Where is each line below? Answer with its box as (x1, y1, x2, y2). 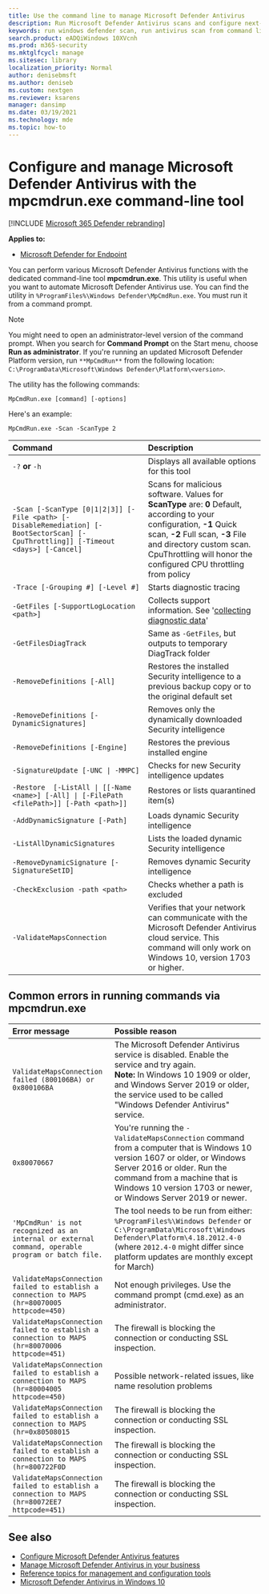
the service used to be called (114, 1089, 223, 1100)
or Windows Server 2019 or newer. (114, 1192, 247, 1203)
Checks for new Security (147, 760, 242, 771)
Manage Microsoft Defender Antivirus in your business (19, 1560, 200, 1570)
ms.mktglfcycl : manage (8, 49, 84, 57)
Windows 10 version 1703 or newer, (114, 1182, 253, 1193)
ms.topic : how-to (8, 123, 66, 131)
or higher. (147, 962, 185, 973)
